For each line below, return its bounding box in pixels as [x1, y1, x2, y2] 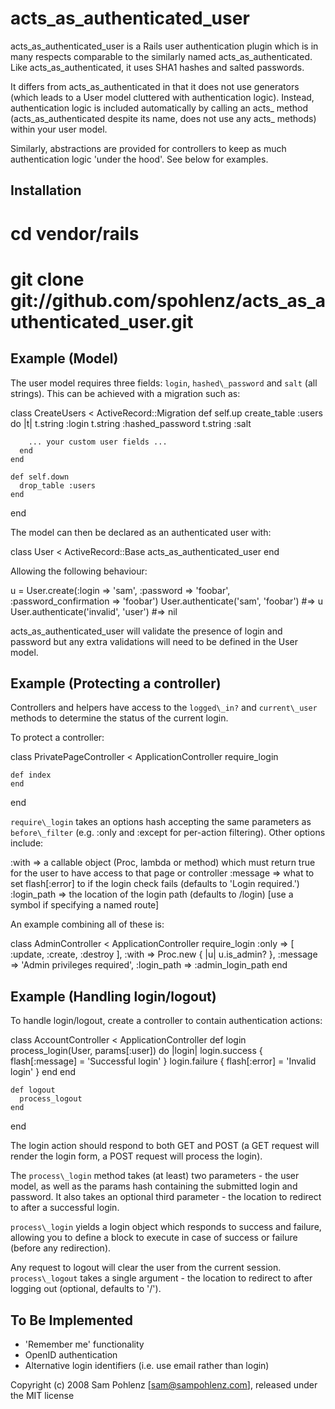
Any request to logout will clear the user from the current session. [10, 1262, 282, 1274]
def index [10, 770, 52, 781]
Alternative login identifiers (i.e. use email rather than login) [24, 1359, 270, 1371]
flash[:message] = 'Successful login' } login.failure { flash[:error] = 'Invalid [10, 1055, 317, 1067]
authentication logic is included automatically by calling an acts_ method [10, 102, 309, 114]
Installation [10, 182, 82, 199]
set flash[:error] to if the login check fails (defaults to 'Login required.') [10, 878, 300, 890]
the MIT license [10, 1389, 75, 1401]
